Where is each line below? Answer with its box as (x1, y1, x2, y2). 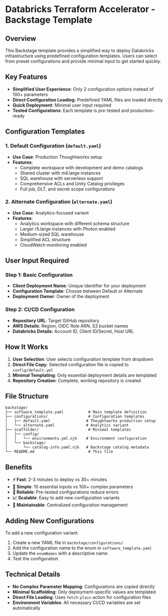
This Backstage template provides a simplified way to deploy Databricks (5, 48, 154, 53)
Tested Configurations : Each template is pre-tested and (12, 107, 129, 114)
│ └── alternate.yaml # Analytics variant (5, 423, 129, 428)
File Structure (5, 392, 49, 400)
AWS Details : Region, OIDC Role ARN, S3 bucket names (12, 323, 128, 329)
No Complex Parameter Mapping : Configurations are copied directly (12, 583, 155, 589)
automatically (12, 604, 41, 611)
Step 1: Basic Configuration (5, 271, 73, 278)
